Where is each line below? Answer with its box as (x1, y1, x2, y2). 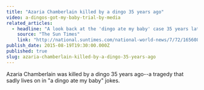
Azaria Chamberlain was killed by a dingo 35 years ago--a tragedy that (6, 70, 184, 77)
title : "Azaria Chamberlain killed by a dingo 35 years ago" (6, 8, 165, 15)
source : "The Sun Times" (17, 31, 80, 37)
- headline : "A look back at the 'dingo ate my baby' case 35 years (12, 25, 189, 32)
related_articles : (6, 20, 53, 26)
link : (17, 37, 32, 43)
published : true (6, 48, 47, 54)
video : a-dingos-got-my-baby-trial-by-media (6, 14, 121, 21)
